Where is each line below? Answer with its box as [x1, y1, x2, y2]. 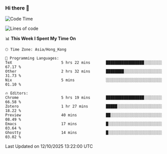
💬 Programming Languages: [5, 56, 59, 61]
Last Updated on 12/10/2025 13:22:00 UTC [5, 143, 93, 149]
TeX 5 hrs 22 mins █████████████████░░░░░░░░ [5, 60, 162, 65]
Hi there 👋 [5, 4, 30, 11]
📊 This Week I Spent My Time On [5, 35, 76, 41]
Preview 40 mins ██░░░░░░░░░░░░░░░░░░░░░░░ [5, 112, 162, 118]
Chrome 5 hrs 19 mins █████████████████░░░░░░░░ [5, 95, 162, 100]
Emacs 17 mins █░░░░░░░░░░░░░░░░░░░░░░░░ [5, 121, 162, 126]
